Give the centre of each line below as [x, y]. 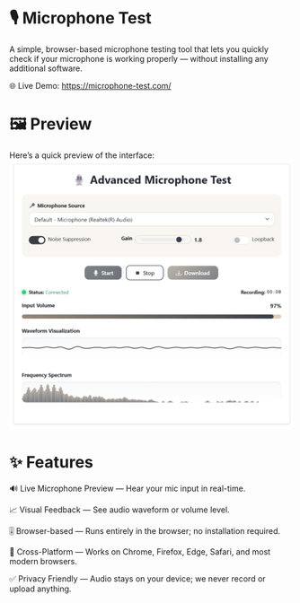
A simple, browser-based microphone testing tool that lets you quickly [139, 49]
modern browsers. [44, 561]
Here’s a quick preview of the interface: [82, 155]
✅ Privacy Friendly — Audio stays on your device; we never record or [138, 578]
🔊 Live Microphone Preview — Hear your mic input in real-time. [128, 488]
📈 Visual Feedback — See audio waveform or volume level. [120, 510]
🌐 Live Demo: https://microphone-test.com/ [91, 85]
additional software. [46, 68]
